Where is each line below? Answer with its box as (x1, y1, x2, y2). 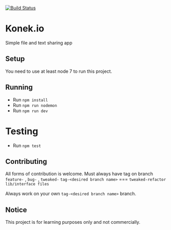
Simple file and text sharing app (5, 39, 73, 46)
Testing (5, 126, 39, 137)
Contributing (5, 157, 47, 166)
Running (5, 83, 33, 92)
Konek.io (5, 23, 45, 34)
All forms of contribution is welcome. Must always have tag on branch (5, 171, 153, 177)
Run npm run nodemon (12, 102, 58, 108)
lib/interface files (5, 182, 50, 187)
